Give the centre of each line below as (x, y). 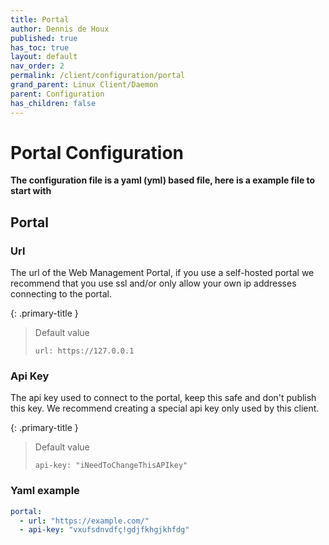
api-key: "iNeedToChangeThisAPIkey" (111, 466)
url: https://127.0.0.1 (84, 351)
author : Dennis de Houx (60, 29)
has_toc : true (40, 47)
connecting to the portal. (61, 294)
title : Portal (40, 19)
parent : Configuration (57, 94)
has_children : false (53, 103)
